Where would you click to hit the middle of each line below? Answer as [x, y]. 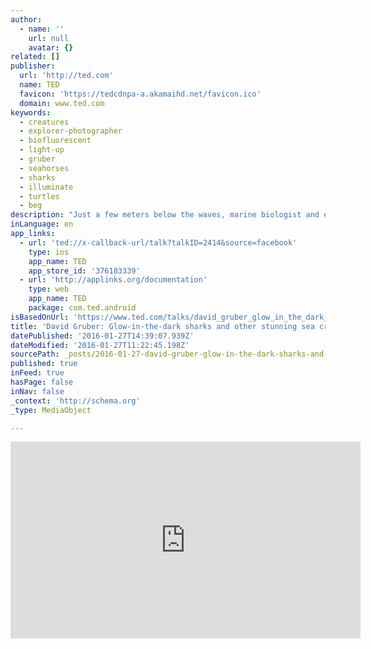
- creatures [44, 122]
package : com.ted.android [82, 308]
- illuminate [46, 187]
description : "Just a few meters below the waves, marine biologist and [165, 215]
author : [26, 19]
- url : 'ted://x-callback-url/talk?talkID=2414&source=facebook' [158, 242]
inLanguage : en [42, 224]
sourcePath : [35, 354]
